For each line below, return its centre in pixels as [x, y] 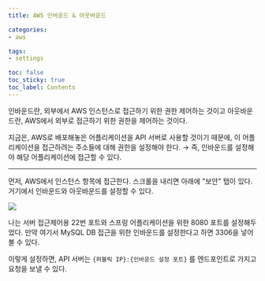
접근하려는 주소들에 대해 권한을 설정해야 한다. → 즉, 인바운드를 [138, 147]
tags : [17, 51]
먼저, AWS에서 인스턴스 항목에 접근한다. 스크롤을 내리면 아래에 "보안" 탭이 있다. [131, 181]
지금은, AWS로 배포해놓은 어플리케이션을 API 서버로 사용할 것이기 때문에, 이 [125, 137]
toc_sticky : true [37, 80]
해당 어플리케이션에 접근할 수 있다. [69, 157]
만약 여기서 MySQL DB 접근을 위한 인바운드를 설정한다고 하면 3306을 [132, 232]
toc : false [26, 73]
